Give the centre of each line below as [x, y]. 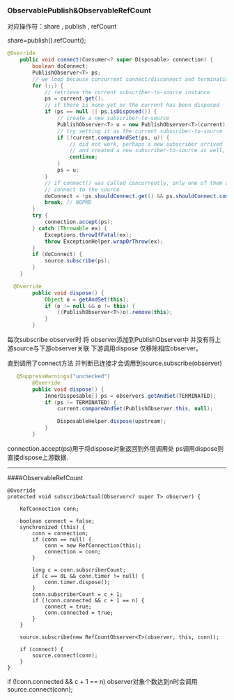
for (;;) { [48, 86]
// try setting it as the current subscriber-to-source [140, 131]
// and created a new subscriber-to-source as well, [148, 151]
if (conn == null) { [62, 539]
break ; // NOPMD [68, 202]
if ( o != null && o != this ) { [90, 306]
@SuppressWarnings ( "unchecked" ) [63, 377]
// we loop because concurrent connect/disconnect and [114, 79]
